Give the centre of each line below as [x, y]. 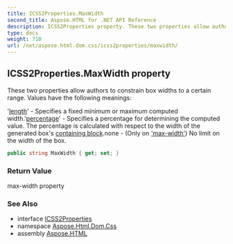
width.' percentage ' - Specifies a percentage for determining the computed [114, 118]
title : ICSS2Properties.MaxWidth [55, 13]
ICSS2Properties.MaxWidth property [89, 74]
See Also [23, 203]
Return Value [29, 171]
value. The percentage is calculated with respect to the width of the [104, 126]
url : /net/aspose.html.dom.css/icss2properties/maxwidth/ [93, 46]
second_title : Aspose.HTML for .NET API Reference [82, 20]
